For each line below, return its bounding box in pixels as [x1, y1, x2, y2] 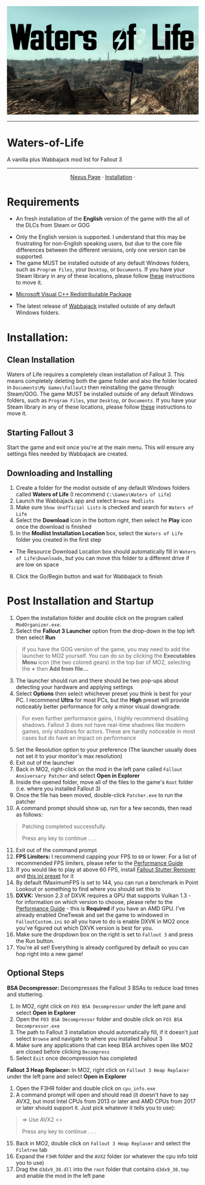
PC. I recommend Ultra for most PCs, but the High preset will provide [15, 696, 190, 704]
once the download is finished [15, 523, 92, 530]
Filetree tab [15, 1146, 48, 1153]
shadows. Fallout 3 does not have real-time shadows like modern [21, 721, 186, 728]
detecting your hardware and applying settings [15, 683, 133, 690]
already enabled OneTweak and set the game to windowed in [15, 911, 169, 919]
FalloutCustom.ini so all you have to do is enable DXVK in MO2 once [15, 917, 189, 925]
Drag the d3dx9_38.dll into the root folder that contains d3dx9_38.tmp [15, 1165, 189, 1173]
